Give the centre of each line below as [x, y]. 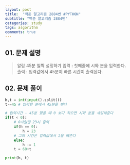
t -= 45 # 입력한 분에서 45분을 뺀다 [36, 104]
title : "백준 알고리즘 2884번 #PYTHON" [43, 14]
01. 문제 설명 [23, 53]
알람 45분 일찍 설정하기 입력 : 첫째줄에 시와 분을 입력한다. [71, 66]
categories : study [24, 23]
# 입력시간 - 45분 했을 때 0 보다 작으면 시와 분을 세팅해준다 [59, 113]
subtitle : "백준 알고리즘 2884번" [37, 18]
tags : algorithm [21, 28]
